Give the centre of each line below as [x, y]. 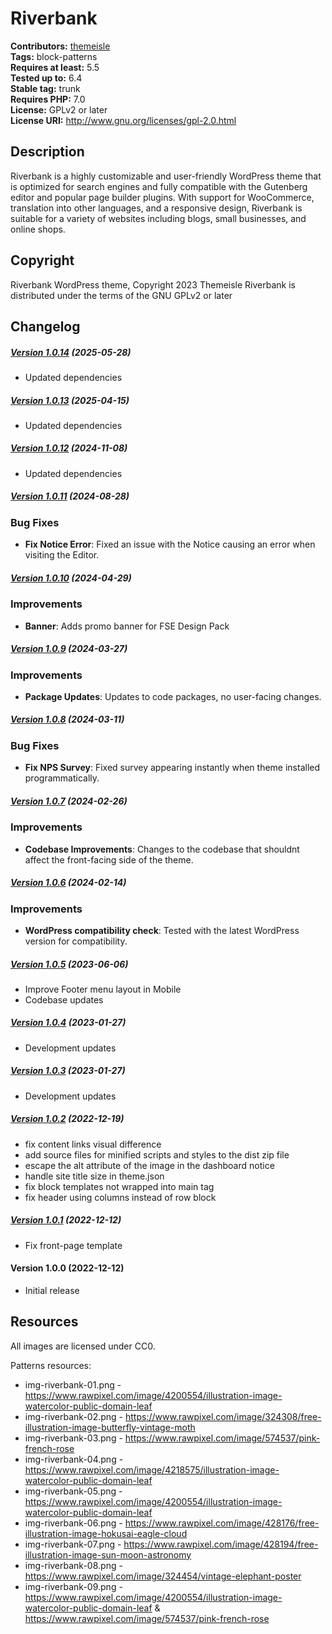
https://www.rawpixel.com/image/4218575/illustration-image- [152, 1469]
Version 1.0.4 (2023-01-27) [68, 1023]
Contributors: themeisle [60, 46]
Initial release [52, 1290]
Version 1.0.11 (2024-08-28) [70, 496]
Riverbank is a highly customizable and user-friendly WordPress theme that [166, 176]
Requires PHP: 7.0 [48, 99]
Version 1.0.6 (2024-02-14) [68, 883]
